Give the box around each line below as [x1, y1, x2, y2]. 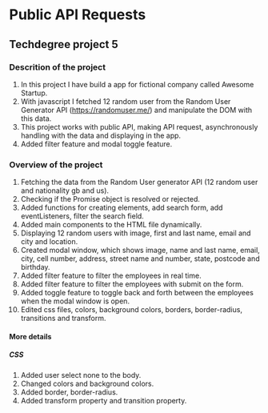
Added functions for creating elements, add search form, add [20, 202, 223, 213]
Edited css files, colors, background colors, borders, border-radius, [20, 305, 243, 315]
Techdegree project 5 [9, 38, 118, 51]
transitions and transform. [20, 314, 106, 323]
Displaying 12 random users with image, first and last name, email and [20, 228, 251, 238]
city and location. [20, 237, 78, 247]
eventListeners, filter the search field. [20, 211, 145, 221]
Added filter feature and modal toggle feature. [20, 138, 173, 149]
